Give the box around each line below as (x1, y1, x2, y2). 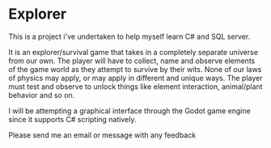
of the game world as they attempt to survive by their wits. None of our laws (8, 64, 262, 74)
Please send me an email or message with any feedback (8, 130, 197, 140)
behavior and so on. (8, 90, 75, 99)
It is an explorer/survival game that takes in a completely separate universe (8, 47, 259, 57)
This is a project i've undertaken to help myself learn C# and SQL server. (8, 32, 251, 41)
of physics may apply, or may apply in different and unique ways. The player (8, 73, 263, 82)
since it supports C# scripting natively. (8, 114, 137, 124)
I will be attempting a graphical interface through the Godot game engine (8, 106, 251, 116)
